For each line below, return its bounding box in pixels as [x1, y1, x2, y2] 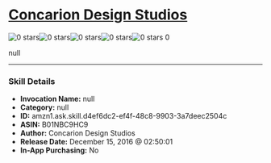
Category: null [19, 102, 69, 112]
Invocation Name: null [19, 94, 95, 104]
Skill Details [8, 75, 56, 86]
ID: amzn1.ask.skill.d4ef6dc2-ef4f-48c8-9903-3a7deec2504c [19, 111, 227, 121]
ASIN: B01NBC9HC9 [19, 119, 89, 130]
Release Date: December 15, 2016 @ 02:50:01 [19, 137, 173, 147]
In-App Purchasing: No [19, 145, 99, 155]
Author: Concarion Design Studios [19, 128, 135, 138]
